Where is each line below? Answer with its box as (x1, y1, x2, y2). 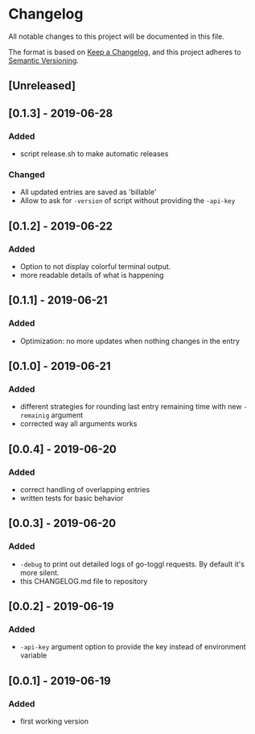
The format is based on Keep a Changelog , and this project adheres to (8, 47, 241, 56)
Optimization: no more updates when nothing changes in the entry (19, 336, 240, 346)
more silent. (19, 567, 60, 577)
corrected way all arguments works (19, 419, 138, 429)
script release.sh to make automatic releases (19, 149, 169, 159)
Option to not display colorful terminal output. (19, 262, 171, 271)
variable (19, 650, 47, 661)
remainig (19, 412, 50, 420)
